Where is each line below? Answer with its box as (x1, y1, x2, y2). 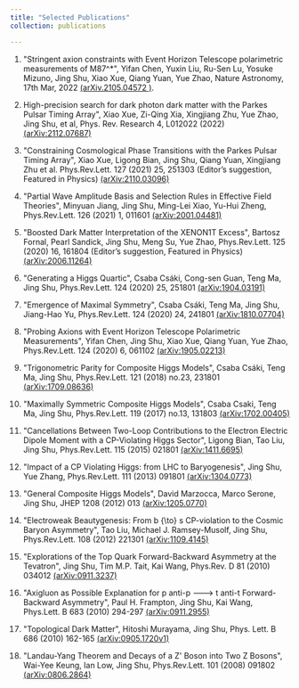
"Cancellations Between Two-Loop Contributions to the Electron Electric (22, 425, 288, 436)
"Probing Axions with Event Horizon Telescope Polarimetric (22, 326, 241, 337)
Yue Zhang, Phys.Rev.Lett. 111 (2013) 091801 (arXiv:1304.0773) (22, 471, 253, 481)
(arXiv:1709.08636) (22, 381, 94, 392)
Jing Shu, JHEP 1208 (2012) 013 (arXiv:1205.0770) (22, 497, 207, 508)
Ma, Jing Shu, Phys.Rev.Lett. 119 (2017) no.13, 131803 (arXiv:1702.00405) (22, 407, 290, 419)
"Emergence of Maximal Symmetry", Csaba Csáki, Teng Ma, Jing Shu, (22, 299, 280, 310)
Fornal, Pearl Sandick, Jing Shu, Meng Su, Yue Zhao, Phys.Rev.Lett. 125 (22, 236, 286, 247)
